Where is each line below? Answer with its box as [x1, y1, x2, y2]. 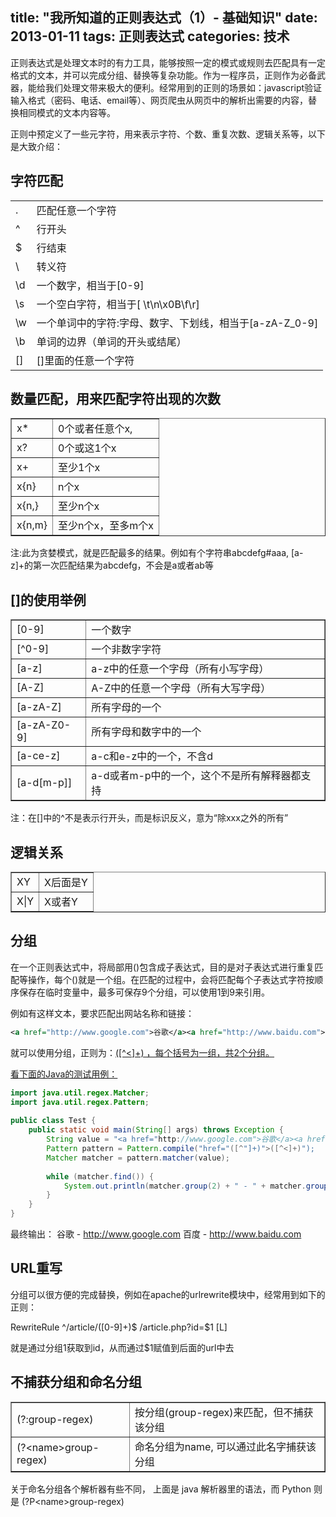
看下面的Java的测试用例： [10, 1068, 118, 1080]
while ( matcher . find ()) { [46, 1171, 155, 1182]
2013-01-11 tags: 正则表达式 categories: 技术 [10, 28, 290, 45]
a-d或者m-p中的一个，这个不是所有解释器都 [91, 769, 302, 783]
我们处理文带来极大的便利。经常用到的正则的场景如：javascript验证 [44, 81, 323, 93]
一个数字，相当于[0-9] [36, 278, 145, 292]
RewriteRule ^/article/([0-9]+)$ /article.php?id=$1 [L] [10, 1321, 228, 1333]
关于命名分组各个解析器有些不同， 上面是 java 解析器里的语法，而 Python [10, 1483, 312, 1495]
